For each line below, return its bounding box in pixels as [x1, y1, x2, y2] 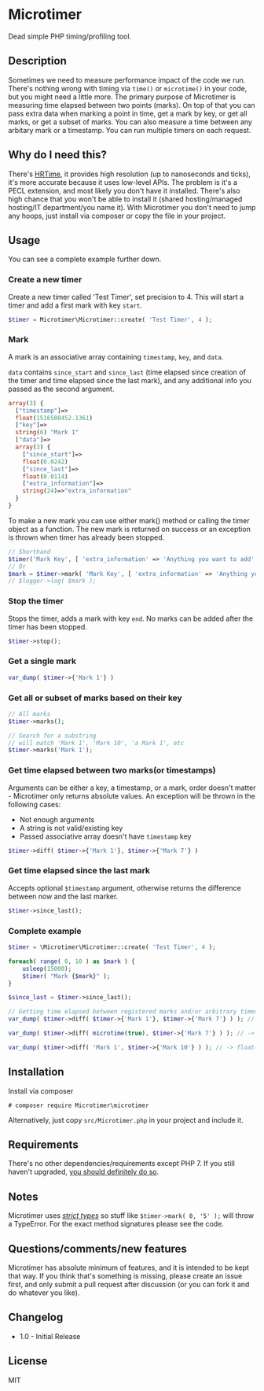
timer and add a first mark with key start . [8, 301, 143, 310]
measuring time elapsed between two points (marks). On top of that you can [8, 100, 255, 109]
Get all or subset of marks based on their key [8, 692, 182, 703]
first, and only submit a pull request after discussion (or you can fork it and [8, 1280, 250, 1289]
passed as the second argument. [8, 384, 115, 393]
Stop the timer [8, 596, 64, 607]
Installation [8, 1065, 64, 1079]
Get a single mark [8, 655, 77, 666]
